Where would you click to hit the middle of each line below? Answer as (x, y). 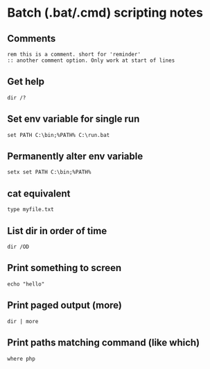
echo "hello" (26, 284)
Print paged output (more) (65, 305)
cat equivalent (39, 194)
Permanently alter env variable (75, 157)
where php (21, 359)
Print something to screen (64, 268)
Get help (26, 82)
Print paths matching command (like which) (104, 343)
